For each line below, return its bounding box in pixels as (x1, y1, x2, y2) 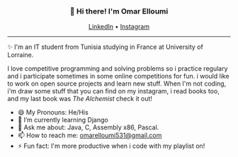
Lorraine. (7, 51, 34, 59)
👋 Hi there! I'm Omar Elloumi (69, 6, 169, 16)
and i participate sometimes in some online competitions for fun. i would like (7, 72, 229, 81)
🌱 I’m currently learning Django (17, 116, 108, 124)
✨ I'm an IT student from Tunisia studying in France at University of (7, 42, 203, 52)
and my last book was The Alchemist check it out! (7, 95, 152, 103)
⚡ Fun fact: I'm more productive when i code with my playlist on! (17, 141, 205, 151)
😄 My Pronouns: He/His (17, 108, 89, 117)
